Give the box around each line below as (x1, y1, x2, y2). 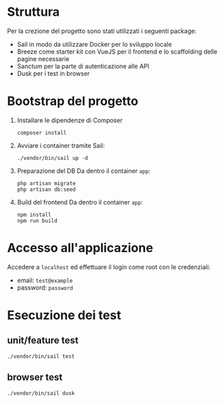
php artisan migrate (16, 180, 76, 187)
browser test (7, 371, 63, 383)
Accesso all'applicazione (7, 240, 153, 256)
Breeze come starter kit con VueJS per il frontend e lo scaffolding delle (16, 47, 218, 56)
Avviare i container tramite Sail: (16, 141, 105, 150)
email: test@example (16, 276, 73, 284)
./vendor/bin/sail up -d (16, 154, 88, 161)
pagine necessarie (16, 54, 70, 62)
